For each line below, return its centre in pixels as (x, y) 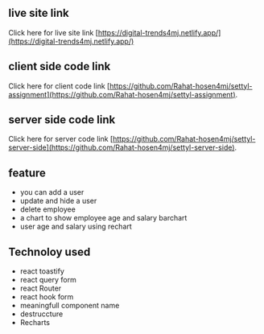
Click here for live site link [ (54, 32)
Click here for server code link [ (61, 139)
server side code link (62, 120)
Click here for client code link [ (59, 86)
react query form (48, 280)
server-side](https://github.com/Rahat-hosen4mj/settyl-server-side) (122, 147)
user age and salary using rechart (76, 227)
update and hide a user (58, 201)
